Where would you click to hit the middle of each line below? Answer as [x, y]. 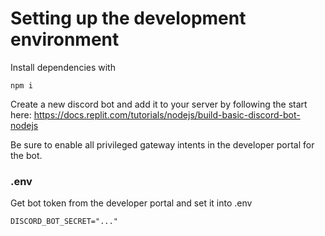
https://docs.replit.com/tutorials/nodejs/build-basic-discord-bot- [167, 114]
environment [65, 39]
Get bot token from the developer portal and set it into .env [131, 203]
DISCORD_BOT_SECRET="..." [64, 222]
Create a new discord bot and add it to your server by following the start [159, 104]
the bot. [26, 155]
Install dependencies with [63, 67]
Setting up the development [128, 18]
